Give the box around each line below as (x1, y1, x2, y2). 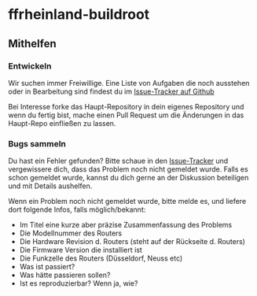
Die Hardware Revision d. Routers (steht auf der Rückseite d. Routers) (19, 237, 246, 246)
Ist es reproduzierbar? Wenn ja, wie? (19, 279, 138, 288)
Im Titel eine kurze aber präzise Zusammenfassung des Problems (19, 220, 233, 230)
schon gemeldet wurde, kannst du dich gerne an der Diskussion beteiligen (8, 173, 249, 183)
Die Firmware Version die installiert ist (19, 246, 143, 255)
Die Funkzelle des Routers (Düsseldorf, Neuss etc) (19, 253, 183, 263)
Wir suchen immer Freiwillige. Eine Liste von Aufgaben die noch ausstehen (8, 78, 250, 87)
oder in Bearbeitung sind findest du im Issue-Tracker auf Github (8, 87, 215, 96)
